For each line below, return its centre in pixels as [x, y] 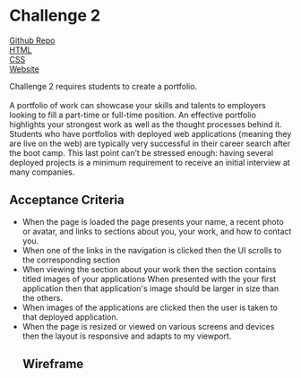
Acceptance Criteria [67, 200]
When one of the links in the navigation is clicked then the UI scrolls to [152, 250]
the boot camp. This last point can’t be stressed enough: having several [142, 152]
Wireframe [53, 364]
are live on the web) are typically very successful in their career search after [150, 143]
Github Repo [32, 40]
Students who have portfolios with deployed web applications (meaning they [150, 133]
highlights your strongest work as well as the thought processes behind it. [146, 124]
